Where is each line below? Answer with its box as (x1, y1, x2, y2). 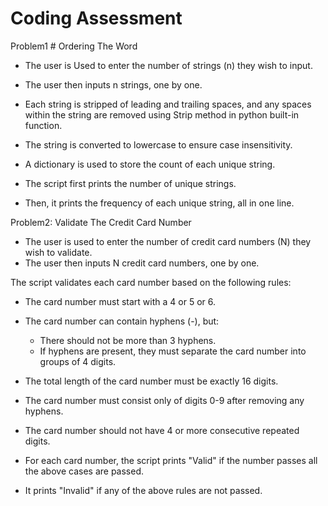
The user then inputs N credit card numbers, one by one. (24, 257, 260, 269)
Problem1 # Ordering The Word (10, 40, 138, 52)
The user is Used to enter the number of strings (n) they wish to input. (24, 59, 313, 71)
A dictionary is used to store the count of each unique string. (24, 158, 276, 170)
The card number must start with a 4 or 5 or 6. (24, 295, 216, 307)
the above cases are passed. (24, 465, 144, 477)
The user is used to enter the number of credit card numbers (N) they (24, 235, 312, 247)
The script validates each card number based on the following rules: (10, 276, 292, 288)
